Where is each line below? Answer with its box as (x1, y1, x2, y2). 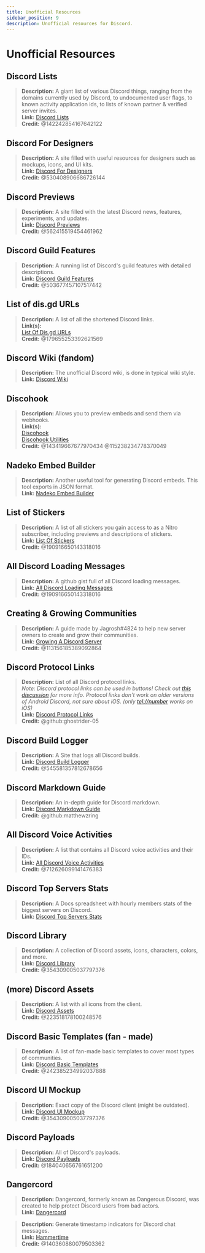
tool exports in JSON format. (21, 483, 94, 490)
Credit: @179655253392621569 (21, 335, 103, 342)
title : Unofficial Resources (6, 9, 81, 15)
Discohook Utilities (21, 436, 69, 443)
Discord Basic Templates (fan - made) (6, 1031, 153, 1042)
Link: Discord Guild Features (21, 275, 94, 282)
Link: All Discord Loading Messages (21, 584, 113, 591)
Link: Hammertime (21, 1233, 69, 1241)
